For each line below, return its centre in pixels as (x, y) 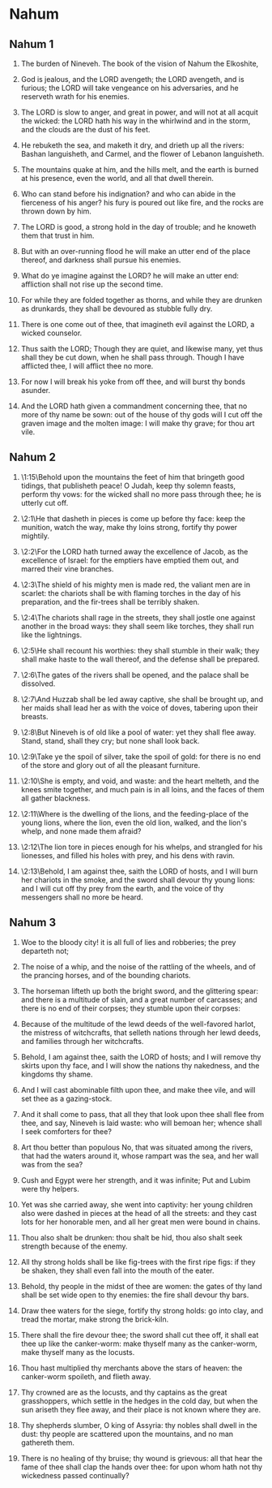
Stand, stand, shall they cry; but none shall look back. (110, 740)
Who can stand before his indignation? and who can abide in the (128, 194)
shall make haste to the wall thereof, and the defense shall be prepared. (140, 659)
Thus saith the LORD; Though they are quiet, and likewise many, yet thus (142, 349)
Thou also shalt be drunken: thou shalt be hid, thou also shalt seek (132, 1237)
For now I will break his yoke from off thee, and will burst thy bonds (133, 382)
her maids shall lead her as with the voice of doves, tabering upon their (139, 708)
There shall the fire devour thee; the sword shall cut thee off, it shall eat (140, 1335)
